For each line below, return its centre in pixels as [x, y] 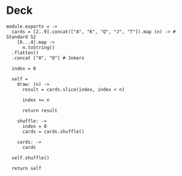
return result [40, 111]
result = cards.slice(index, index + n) [73, 90]
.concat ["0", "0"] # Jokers [48, 58]
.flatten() [25, 53]
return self [27, 168]
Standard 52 [21, 37]
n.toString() [38, 47]
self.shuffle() [31, 158]
